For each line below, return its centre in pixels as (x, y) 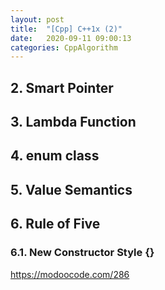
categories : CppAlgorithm (64, 47)
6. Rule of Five (55, 224)
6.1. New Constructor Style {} (82, 253)
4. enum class (55, 156)
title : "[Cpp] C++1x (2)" (66, 29)
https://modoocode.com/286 (70, 274)
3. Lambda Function (73, 122)
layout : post (37, 19)
